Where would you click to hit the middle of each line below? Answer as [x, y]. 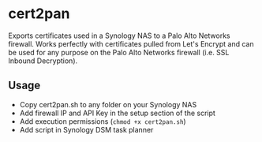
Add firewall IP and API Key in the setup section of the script [117, 113]
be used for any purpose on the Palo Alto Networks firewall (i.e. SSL [119, 52]
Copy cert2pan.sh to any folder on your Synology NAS [108, 104]
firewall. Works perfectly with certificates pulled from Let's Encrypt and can [131, 43]
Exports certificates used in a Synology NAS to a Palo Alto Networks [119, 35]
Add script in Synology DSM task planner [86, 129]
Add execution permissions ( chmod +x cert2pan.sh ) [103, 121]
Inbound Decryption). [43, 61]
